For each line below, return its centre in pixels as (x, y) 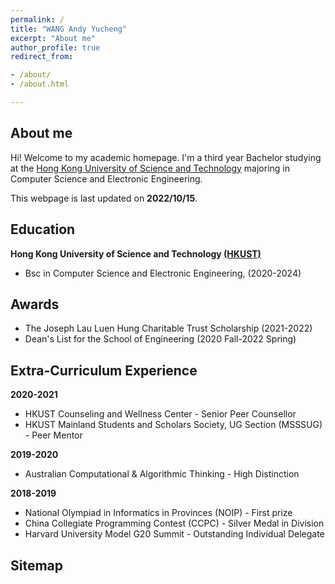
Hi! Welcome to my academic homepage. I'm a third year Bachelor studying (166, 157)
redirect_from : (42, 57)
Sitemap (37, 565)
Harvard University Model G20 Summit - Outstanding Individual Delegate (174, 534)
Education (43, 229)
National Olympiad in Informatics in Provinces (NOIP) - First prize (158, 513)
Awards (35, 304)
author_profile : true (55, 47)
